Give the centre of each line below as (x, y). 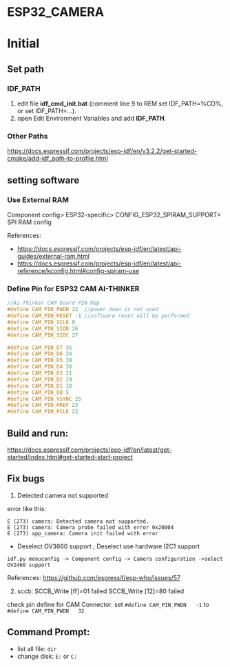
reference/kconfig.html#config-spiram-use (78, 271)
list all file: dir (37, 648)
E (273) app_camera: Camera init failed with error (83, 533)
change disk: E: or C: (47, 656)
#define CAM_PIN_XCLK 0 (41, 322)
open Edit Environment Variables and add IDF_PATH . (92, 119)
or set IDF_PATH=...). (47, 111)
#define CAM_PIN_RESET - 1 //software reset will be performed (98, 316)
